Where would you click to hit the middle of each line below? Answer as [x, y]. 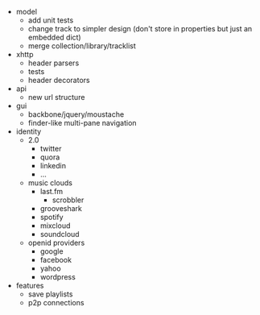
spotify [52, 217]
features [30, 286]
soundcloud [60, 234]
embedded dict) [55, 37]
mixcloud [55, 226]
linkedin [53, 166]
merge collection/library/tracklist [82, 46]
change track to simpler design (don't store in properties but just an [140, 29]
